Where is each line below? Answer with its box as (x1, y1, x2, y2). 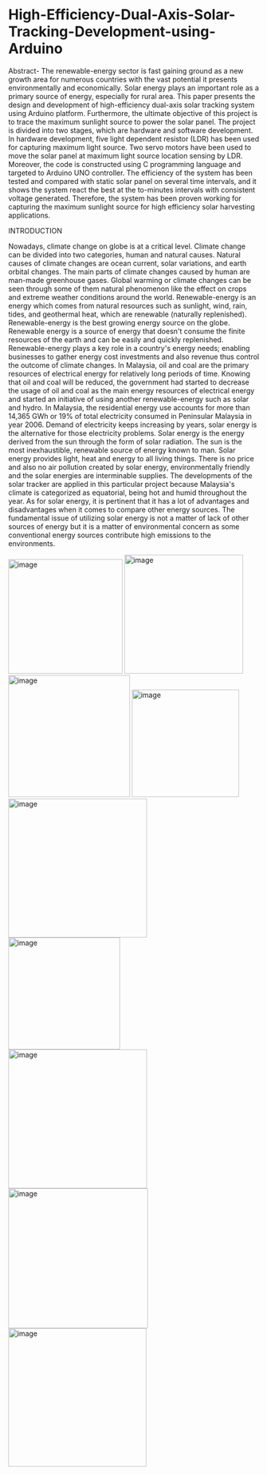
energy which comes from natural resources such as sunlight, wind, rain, (8, 301, 248, 310)
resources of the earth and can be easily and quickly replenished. (8, 334, 224, 345)
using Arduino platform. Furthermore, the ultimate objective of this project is (8, 108, 257, 118)
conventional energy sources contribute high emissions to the (8, 530, 211, 540)
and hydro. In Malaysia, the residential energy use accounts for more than (8, 402, 250, 413)
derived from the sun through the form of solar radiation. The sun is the (8, 437, 242, 446)
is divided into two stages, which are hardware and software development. (8, 126, 253, 135)
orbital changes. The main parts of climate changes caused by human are (8, 266, 251, 277)
